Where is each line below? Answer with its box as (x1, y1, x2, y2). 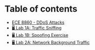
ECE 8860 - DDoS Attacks (11, 19, 65, 25)
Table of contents (4, 3, 78, 15)
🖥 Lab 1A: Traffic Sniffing (11, 25, 62, 31)
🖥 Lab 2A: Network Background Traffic (11, 39, 90, 45)
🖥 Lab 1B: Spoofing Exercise (11, 32, 69, 38)
